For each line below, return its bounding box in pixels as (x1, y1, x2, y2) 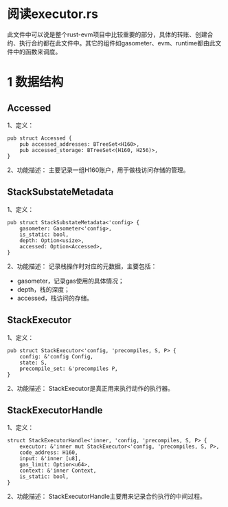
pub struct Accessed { (7, 135, 72, 142)
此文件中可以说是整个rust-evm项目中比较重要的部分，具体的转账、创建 (7, 30, 207, 39)
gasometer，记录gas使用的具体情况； (16, 277, 125, 285)
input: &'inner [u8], (19, 455, 81, 462)
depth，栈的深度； (16, 285, 70, 293)
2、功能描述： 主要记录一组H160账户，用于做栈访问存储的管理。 (7, 166, 190, 174)
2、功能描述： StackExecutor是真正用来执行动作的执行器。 (7, 384, 174, 392)
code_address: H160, (19, 449, 78, 456)
